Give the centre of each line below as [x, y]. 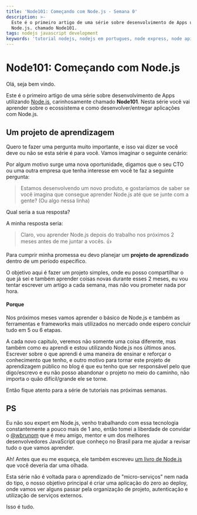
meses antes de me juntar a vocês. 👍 [66, 241]
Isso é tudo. [20, 506]
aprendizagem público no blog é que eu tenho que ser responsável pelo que [98, 366]
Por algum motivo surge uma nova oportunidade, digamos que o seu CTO [95, 164]
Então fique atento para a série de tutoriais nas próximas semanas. [87, 390]
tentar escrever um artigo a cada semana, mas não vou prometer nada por [96, 284]
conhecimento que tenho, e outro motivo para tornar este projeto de [89, 360]
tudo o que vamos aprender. [40, 448]
